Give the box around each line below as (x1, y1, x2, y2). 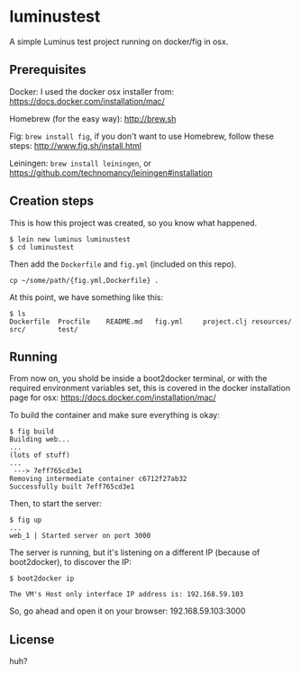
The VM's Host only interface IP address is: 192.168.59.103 (9, 590, 244, 599)
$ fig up (9, 515, 42, 524)
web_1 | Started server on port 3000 (9, 532, 151, 541)
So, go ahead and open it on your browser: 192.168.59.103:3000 (9, 606, 246, 616)
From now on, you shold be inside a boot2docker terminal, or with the (9, 373, 268, 384)
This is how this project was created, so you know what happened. (9, 217, 258, 228)
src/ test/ (9, 324, 78, 334)
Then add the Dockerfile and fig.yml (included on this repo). (9, 259, 237, 269)
